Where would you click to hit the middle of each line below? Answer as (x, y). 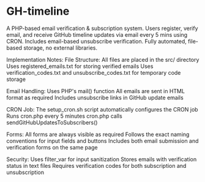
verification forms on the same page (52, 147)
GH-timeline (38, 11)
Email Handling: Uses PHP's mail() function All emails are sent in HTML (96, 91)
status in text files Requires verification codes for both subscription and (96, 165)
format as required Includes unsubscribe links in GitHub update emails (95, 97)
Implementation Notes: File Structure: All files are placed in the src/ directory (103, 59)
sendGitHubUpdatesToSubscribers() (52, 122)
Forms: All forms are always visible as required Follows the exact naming (98, 134)
